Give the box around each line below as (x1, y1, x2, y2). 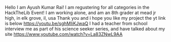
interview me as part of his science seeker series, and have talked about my (5, 26, 165, 32)
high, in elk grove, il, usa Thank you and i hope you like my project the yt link (5, 15, 166, 21)
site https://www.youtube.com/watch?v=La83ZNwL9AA (5, 31, 123, 37)
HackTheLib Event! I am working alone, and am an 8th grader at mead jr (5, 10, 157, 16)
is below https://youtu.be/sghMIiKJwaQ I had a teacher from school (5, 20, 148, 26)
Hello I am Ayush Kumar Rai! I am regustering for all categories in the (5, 5, 149, 10)
